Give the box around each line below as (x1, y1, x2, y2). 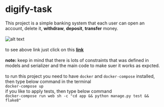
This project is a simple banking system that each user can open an (5, 20, 145, 26)
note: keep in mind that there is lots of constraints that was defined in (5, 57, 149, 63)
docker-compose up (5, 83, 44, 88)
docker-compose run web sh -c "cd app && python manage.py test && (5, 93, 149, 98)
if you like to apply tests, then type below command (5, 88, 112, 94)
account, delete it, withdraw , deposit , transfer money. (5, 25, 119, 31)
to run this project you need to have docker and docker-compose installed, (5, 73, 155, 79)
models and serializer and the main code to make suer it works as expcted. (5, 62, 160, 68)
